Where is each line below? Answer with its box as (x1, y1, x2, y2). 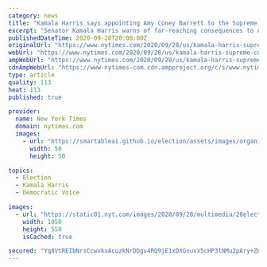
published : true (8, 93, 62, 101)
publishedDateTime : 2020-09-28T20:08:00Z (8, 33, 148, 42)
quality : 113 (8, 78, 52, 86)
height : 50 (29, 152, 66, 160)
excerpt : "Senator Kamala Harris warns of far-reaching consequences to (8, 26, 254, 34)
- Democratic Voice (15, 189, 80, 197)
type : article (8, 71, 56, 79)
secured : (8, 247, 37, 255)
